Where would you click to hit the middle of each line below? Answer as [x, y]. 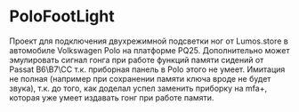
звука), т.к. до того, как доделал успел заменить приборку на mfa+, [138, 88]
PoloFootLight [62, 16]
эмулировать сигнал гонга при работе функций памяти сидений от [137, 60]
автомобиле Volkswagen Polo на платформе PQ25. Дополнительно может [149, 50]
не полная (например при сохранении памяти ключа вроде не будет [140, 78]
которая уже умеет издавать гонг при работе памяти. [112, 97]
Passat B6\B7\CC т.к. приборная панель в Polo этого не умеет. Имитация [147, 69]
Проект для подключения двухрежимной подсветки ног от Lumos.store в [149, 41]
